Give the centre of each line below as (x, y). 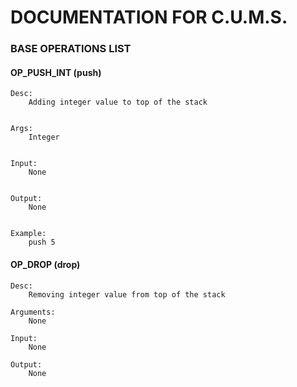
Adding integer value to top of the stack (118, 102)
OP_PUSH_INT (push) (56, 72)
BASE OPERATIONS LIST (71, 49)
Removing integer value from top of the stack (127, 294)
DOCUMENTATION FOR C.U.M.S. (149, 17)
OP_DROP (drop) (45, 264)
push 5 (42, 242)
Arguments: (33, 312)
